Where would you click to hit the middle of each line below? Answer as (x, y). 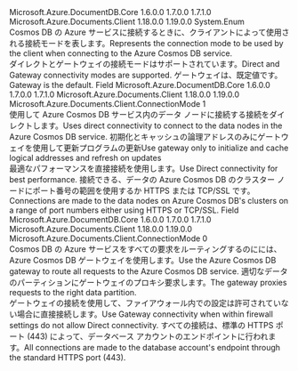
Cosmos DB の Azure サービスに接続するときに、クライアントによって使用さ (149, 32)
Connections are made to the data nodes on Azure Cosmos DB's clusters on (149, 201)
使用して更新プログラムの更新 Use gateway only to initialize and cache (161, 148)
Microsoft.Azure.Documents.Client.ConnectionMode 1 (108, 104)
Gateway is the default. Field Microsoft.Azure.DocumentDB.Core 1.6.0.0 (140, 85)
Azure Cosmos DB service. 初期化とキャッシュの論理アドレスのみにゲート (145, 137)
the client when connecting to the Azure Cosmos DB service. (121, 53)
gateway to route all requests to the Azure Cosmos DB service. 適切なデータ (149, 271)
